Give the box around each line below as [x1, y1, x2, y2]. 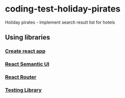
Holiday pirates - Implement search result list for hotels [5, 19, 115, 25]
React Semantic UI [5, 61, 50, 68]
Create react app [5, 48, 46, 55]
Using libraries [5, 33, 50, 42]
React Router [5, 74, 36, 81]
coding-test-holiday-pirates [5, 3, 121, 14]
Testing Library [5, 87, 42, 94]
